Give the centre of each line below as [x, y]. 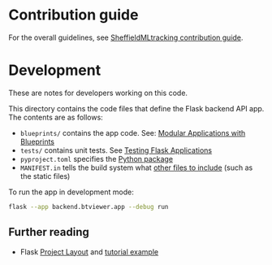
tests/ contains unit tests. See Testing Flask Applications [116, 150]
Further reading [49, 232]
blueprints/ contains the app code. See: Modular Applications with [133, 132]
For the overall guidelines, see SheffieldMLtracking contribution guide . [126, 37]
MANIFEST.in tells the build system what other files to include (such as [136, 167]
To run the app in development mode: [71, 192]
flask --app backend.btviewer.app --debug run [89, 206]
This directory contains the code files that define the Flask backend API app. [136, 108]
